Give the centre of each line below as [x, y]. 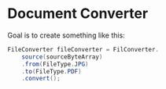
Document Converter [78, 14]
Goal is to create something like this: [66, 35]
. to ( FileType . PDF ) [52, 71]
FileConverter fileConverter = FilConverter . [83, 49]
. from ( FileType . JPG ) [55, 64]
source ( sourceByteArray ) [62, 57]
